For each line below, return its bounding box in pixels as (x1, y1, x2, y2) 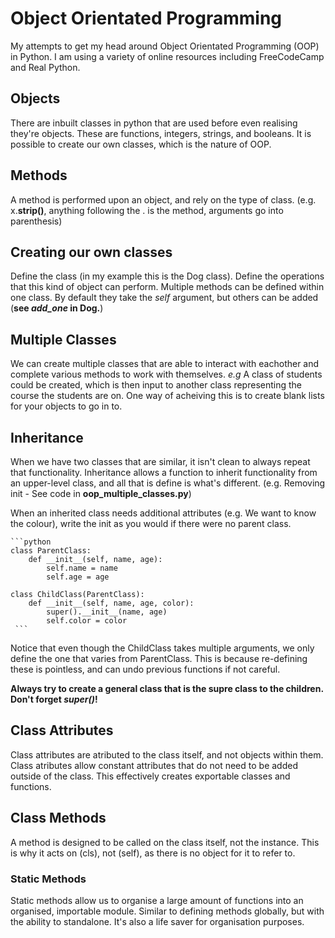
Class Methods (10, 810, 107, 827)
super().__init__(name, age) (46, 607, 168, 617)
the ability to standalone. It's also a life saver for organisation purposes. (10, 915, 305, 927)
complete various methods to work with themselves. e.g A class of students (10, 368, 323, 381)
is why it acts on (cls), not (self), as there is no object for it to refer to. (10, 847, 296, 859)
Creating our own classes (10, 243, 173, 261)
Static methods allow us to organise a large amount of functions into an (10, 894, 304, 906)
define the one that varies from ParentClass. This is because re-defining (10, 653, 308, 664)
